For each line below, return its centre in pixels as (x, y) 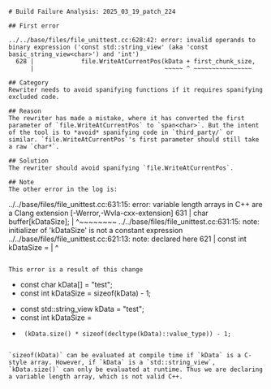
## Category (28, 83)
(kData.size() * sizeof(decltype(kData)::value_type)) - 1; (128, 334)
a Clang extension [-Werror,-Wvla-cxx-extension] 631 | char (108, 213)
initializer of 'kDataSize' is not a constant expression (96, 230)
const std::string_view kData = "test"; (82, 309)
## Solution (28, 161)
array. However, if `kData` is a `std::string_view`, (123, 362)
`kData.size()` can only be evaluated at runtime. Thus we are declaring (136, 370)
